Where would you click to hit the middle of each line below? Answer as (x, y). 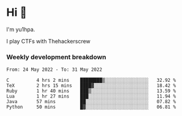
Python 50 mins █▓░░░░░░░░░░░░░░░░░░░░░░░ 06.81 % (91, 107)
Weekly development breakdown (56, 57)
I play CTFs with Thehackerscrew (48, 41)
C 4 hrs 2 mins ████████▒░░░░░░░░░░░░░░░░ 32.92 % (91, 81)
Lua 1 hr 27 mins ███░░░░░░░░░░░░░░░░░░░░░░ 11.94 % (91, 96)
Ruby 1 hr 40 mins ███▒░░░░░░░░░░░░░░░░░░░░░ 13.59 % (91, 91)
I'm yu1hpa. (21, 29)
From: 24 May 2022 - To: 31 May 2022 (54, 70)
